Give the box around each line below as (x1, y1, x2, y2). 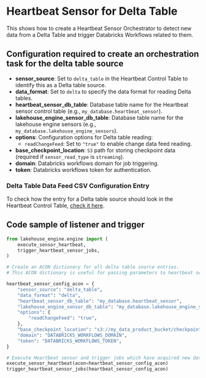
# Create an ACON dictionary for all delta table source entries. (6, 264, 180, 271)
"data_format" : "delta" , (17, 292, 81, 298)
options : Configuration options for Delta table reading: (15, 133, 153, 141)
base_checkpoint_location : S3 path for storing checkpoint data (15, 146, 176, 154)
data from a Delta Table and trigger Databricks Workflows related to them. (6, 31, 193, 38)
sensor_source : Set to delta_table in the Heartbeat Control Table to (15, 75, 188, 82)
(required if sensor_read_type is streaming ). (15, 153, 124, 160)
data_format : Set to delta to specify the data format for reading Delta (15, 88, 191, 95)
